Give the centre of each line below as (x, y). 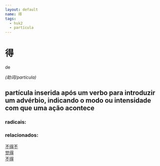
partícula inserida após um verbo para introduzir (80, 93)
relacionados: (22, 135)
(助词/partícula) (21, 77)
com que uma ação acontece (50, 108)
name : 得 (13, 14)
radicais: (16, 122)
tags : (10, 19)
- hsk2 (16, 23)
